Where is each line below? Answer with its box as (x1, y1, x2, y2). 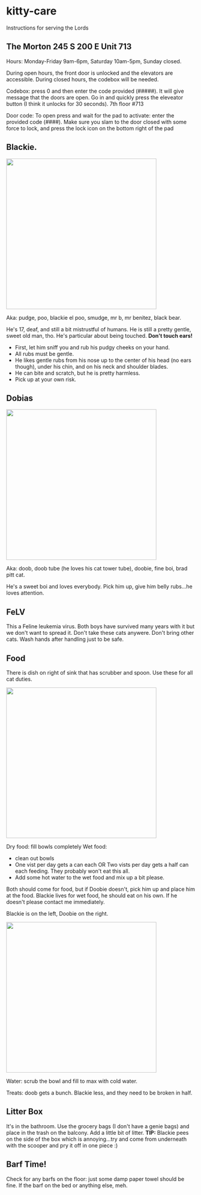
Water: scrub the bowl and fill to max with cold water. (6, 1078, 138, 1085)
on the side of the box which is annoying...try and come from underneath (6, 1135, 187, 1143)
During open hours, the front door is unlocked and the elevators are (6, 69, 173, 76)
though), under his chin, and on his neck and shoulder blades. (14, 363, 169, 370)
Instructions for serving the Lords (6, 24, 89, 31)
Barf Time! (6, 1159, 47, 1170)
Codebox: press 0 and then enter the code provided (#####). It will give (6, 87, 184, 95)
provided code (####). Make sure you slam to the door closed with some (6, 118, 187, 125)
